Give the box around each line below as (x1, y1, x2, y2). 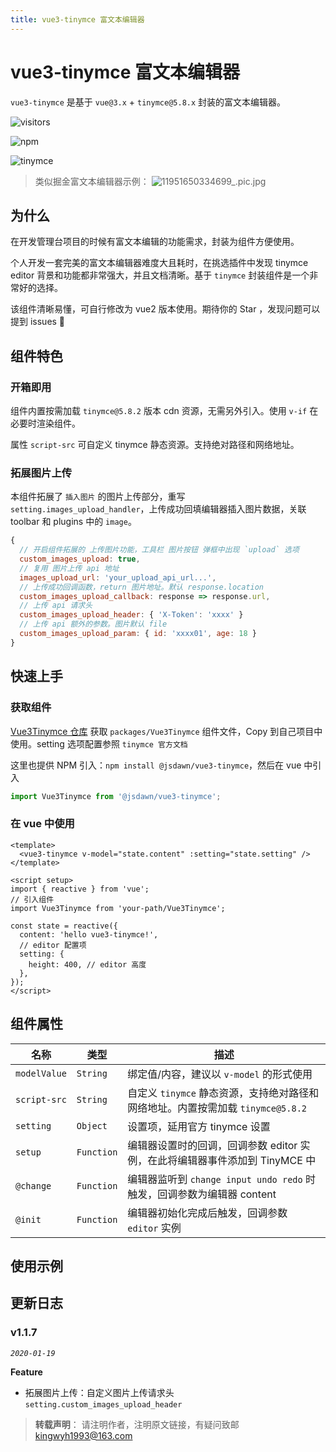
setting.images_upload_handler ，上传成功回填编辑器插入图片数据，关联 (10, 503, 307, 515)
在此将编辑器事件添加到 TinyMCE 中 (147, 1153, 317, 1167)
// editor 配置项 (19, 940, 87, 950)
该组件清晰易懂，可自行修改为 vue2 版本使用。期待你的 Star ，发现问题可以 (10, 303, 321, 315)
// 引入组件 (10, 894, 55, 905)
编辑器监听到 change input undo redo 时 (127, 1172, 317, 1186)
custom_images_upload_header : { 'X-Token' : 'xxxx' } (19, 610, 244, 620)
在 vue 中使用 (10, 817, 75, 831)
